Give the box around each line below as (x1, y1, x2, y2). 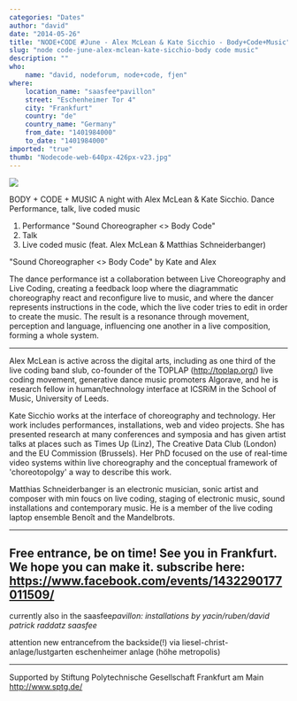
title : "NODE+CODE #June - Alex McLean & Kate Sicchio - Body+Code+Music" (9, 37, 291, 47)
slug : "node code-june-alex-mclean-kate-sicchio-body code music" (9, 46, 259, 55)
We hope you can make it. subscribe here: (9, 559, 246, 574)
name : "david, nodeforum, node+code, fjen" (25, 71, 188, 80)
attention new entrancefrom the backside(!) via (9, 637, 180, 648)
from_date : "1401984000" (25, 128, 117, 137)
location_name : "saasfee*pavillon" (25, 87, 156, 96)
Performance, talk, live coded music (9, 203, 141, 213)
